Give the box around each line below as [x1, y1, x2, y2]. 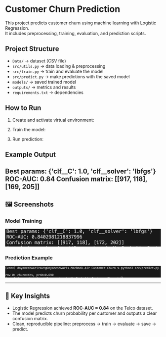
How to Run [5, 104, 41, 112]
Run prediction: [12, 136, 43, 142]
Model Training [5, 217, 42, 224]
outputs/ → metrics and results [12, 84, 76, 90]
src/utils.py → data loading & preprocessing [12, 63, 106, 69]
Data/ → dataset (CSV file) [12, 58, 66, 64]
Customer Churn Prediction [5, 3, 121, 15]
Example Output [5, 150, 56, 159]
